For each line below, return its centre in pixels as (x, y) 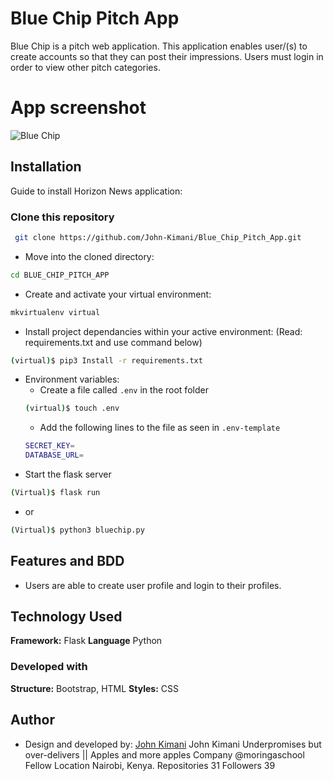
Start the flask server (68, 474)
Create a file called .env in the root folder (124, 390)
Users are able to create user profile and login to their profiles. (153, 585)
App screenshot (78, 108)
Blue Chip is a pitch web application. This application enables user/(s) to (159, 46)
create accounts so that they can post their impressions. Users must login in (167, 56)
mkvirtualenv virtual (55, 312)
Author (32, 720)
